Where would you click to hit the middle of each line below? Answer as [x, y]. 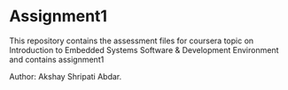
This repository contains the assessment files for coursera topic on [132, 41]
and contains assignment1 [57, 59]
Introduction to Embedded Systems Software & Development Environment [144, 49]
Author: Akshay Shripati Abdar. [66, 76]
